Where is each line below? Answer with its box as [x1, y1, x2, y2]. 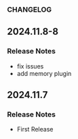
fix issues [16, 62, 44, 70]
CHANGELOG [7, 5, 52, 14]
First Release [16, 125, 54, 134]
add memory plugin [16, 69, 72, 77]
